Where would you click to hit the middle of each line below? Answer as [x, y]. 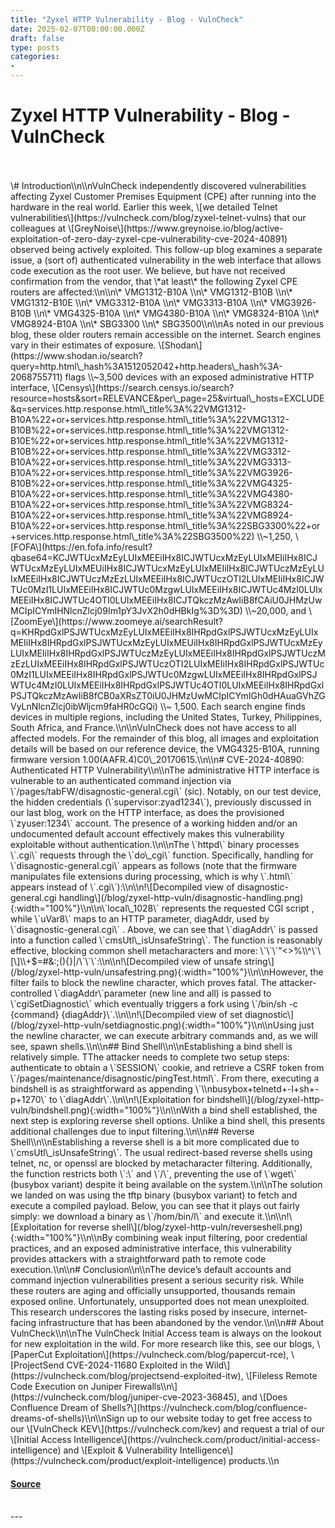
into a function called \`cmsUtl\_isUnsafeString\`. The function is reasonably [166, 940]
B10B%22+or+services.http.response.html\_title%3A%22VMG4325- [151, 483]
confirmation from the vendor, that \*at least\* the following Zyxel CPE [154, 281]
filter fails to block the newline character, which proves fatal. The [143, 982]
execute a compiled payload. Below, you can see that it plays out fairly [155, 1205]
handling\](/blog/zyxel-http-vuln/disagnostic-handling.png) [181, 897]
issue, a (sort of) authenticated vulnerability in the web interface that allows [166, 260]
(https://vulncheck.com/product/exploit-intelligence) [118, 1460]
